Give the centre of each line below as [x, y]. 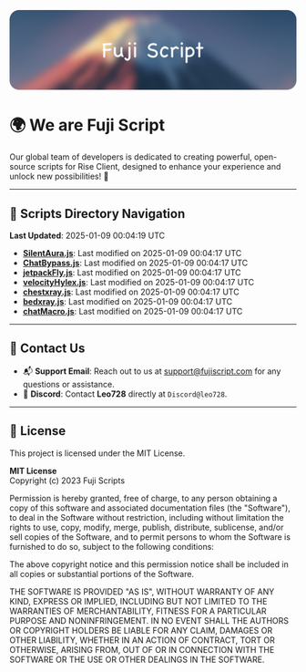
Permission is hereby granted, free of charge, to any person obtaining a [143, 498]
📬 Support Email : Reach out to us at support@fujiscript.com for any [152, 371]
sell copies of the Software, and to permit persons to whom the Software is [150, 537]
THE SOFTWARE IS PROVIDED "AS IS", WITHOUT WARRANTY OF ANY [142, 591]
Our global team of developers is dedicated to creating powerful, [131, 157]
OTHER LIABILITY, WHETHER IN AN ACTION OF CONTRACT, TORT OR [142, 640]
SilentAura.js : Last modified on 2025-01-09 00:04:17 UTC [132, 253]
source [23, 167]
